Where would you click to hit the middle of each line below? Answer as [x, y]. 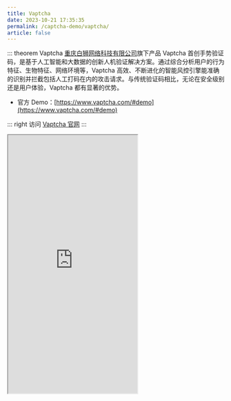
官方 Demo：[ [37, 102]
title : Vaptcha [29, 13]
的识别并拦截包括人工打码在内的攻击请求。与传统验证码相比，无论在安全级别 [116, 79]
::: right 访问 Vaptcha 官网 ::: [47, 124]
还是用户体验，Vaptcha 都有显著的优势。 [65, 88]
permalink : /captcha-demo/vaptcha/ [58, 26]
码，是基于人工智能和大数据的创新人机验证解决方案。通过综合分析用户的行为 [116, 62]
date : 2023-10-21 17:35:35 [46, 20]
